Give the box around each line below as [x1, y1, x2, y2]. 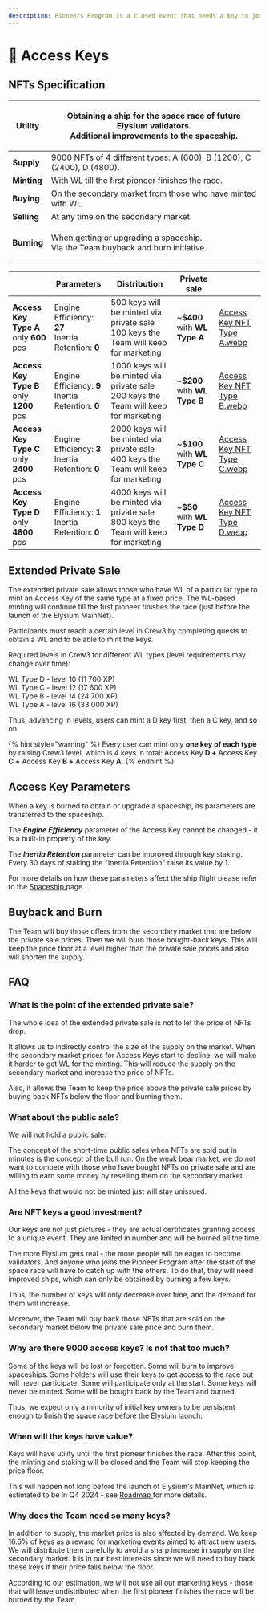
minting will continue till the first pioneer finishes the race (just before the [8, 602, 250, 612]
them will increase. [8, 1298, 70, 1309]
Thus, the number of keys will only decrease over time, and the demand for [8, 1290, 256, 1300]
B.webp [219, 400, 247, 411]
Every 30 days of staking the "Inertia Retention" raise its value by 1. [8, 858, 230, 868]
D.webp [219, 527, 248, 538]
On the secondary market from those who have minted [50, 188, 257, 199]
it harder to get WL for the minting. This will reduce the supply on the [8, 1059, 236, 1069]
